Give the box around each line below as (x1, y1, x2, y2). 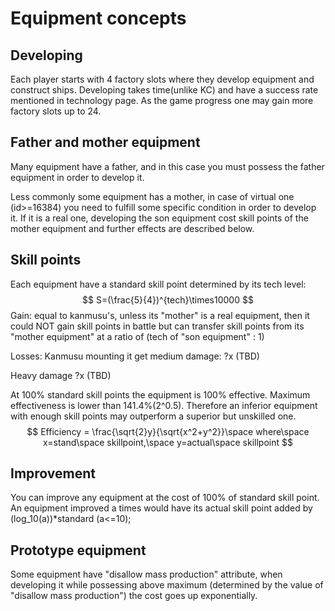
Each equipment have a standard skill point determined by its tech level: (10, 278, 307, 290)
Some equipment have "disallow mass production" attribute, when (10, 568, 283, 581)
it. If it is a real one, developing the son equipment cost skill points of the (10, 212, 309, 224)
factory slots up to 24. (10, 105, 102, 117)
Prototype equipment (10, 542, 147, 559)
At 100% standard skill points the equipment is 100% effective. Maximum (10, 388, 311, 401)
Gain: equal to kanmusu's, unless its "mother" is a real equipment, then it (10, 309, 310, 321)
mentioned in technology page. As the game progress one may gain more (10, 95, 314, 106)
